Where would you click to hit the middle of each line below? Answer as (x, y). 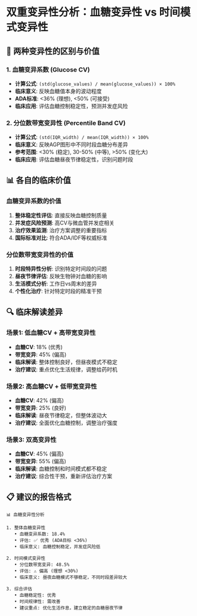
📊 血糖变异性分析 (25, 515)
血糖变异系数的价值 (34, 201)
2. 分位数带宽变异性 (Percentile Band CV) (66, 123)
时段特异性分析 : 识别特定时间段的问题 (61, 269)
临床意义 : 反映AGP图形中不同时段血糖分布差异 (71, 144)
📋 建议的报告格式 (39, 497)
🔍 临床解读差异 (35, 312)
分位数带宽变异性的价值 (40, 254)
